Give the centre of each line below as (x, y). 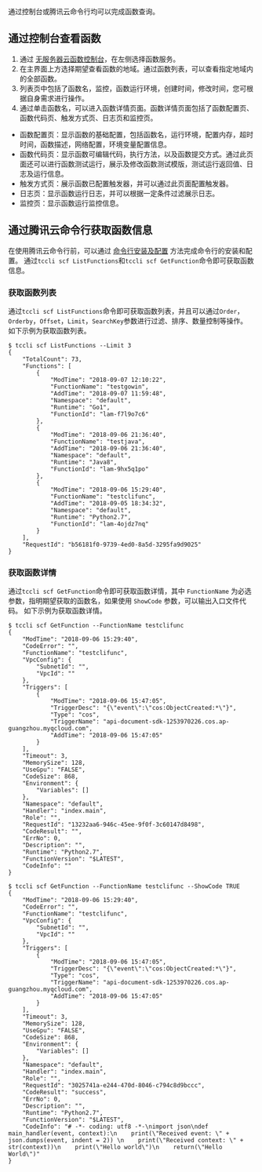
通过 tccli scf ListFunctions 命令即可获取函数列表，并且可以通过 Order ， (126, 311)
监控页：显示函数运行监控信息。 (71, 203)
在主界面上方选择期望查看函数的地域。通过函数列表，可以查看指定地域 (133, 68)
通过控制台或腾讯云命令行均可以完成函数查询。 (84, 11)
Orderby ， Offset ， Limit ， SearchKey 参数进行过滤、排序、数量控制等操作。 (128, 321)
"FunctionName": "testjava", (98, 442)
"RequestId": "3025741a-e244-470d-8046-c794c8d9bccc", (114, 1086)
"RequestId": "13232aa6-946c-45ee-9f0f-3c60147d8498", (114, 825)
